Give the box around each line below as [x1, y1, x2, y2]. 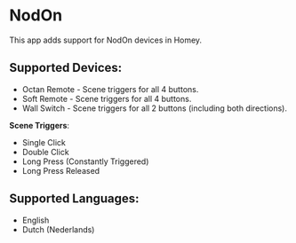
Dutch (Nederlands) [21, 223, 95, 235]
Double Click [21, 146, 69, 157]
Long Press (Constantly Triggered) [21, 156, 149, 167]
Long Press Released [21, 165, 100, 176]
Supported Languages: [9, 192, 140, 207]
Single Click [21, 137, 67, 147]
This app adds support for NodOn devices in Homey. [9, 35, 203, 45]
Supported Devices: [9, 60, 123, 75]
